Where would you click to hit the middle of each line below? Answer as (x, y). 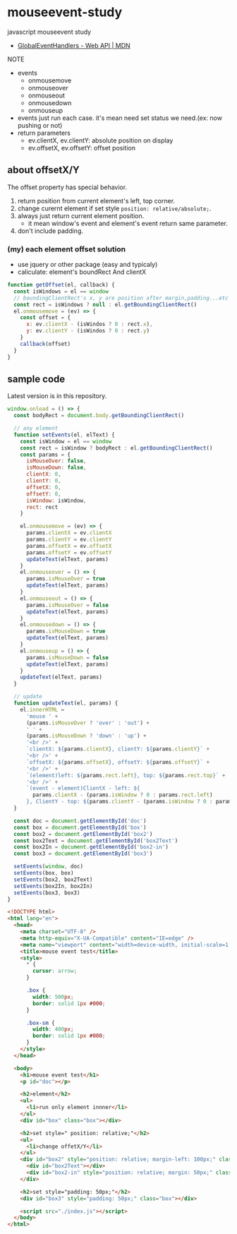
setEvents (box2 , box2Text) (53, 880)
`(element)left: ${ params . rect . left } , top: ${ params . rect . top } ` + (126, 775)
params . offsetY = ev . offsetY (69, 552)
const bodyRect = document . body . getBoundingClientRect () (99, 416)
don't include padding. (50, 231)
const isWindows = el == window (61, 291)
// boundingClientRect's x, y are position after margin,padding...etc (121, 298)
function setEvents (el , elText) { (64, 435)
